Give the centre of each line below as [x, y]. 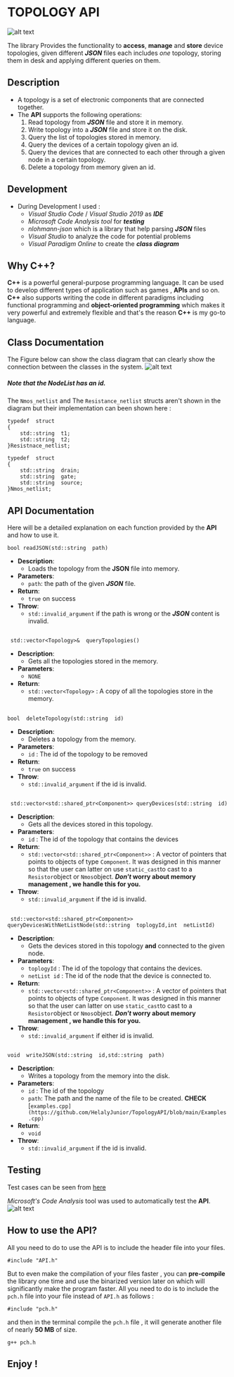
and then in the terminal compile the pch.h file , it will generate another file [115, 1322]
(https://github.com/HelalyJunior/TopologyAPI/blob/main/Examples [127, 1112]
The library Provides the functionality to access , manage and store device [115, 45]
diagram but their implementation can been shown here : [89, 408]
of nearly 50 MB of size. [42, 1329]
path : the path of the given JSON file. [82, 583]
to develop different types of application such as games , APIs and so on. [113, 290]
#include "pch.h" [33, 1309]
